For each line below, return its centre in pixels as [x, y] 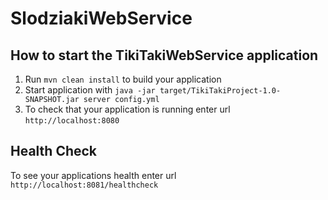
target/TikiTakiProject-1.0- [220, 91]
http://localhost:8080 [72, 121]
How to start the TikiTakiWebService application [164, 55]
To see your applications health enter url [93, 175]
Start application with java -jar [90, 90]
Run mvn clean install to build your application [123, 79]
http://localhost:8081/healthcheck [84, 185]
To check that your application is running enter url [127, 109]
